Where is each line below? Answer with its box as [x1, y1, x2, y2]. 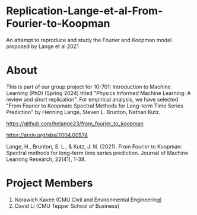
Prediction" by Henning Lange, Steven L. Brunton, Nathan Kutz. [6, 108, 161, 115]
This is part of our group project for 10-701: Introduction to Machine [6, 83, 171, 90]
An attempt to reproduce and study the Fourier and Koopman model [6, 36, 172, 43]
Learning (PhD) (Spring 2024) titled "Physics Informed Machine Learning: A [6, 89, 191, 96]
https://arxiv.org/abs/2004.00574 [6, 131, 88, 138]
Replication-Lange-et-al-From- [6, 4, 163, 18]
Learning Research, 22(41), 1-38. [6, 156, 86, 163]
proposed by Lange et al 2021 [6, 43, 79, 50]
